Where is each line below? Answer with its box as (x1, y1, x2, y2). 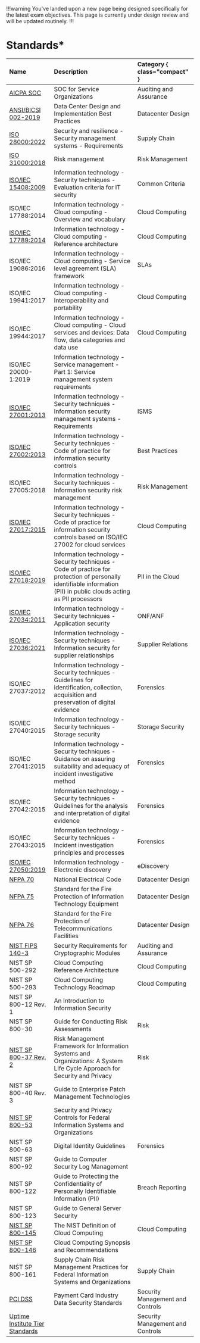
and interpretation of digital (54, 809, 130, 817)
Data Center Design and (54, 102, 121, 110)
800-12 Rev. (9, 1000, 46, 1008)
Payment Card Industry (54, 1291, 119, 1300)
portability (54, 304, 83, 312)
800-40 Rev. (9, 1089, 46, 1097)
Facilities (54, 932, 79, 940)
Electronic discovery (54, 866, 111, 874)
